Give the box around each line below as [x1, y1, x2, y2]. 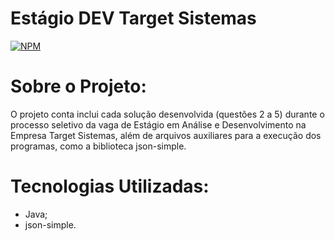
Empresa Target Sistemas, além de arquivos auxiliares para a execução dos [10, 129, 322, 141]
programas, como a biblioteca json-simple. [10, 140, 187, 152]
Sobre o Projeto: [10, 75, 147, 98]
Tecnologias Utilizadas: [10, 175, 210, 198]
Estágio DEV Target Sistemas [10, 7, 257, 30]
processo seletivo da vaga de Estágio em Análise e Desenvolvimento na [10, 118, 307, 131]
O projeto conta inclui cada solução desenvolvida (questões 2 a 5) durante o [10, 108, 325, 120]
